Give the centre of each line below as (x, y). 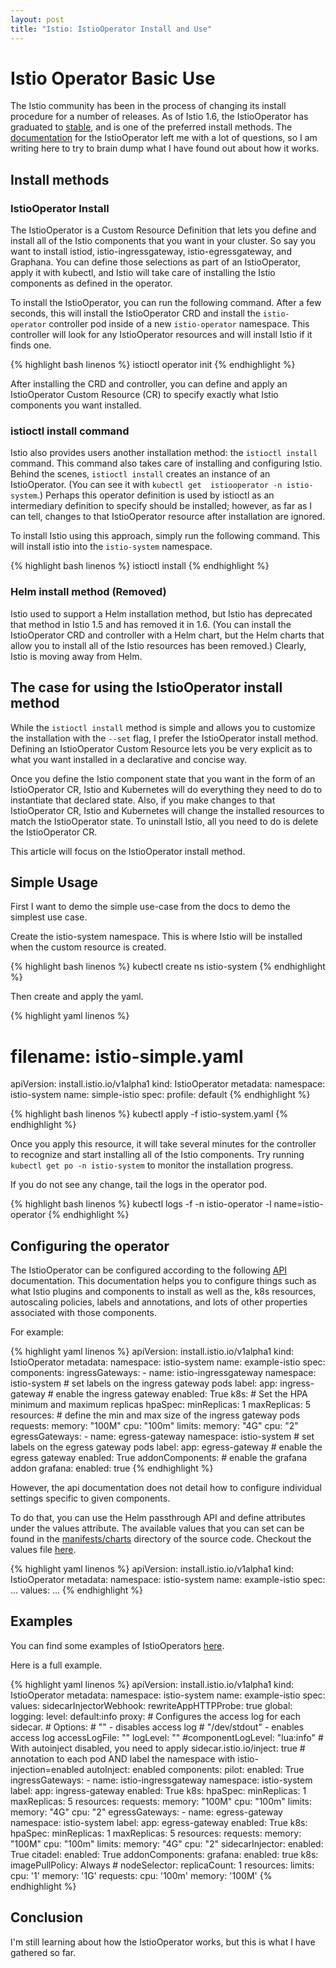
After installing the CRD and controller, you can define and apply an (149, 384)
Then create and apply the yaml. (77, 997)
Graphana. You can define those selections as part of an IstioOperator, (155, 262)
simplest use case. (49, 917)
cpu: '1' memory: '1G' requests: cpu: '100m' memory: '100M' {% (141, 1875)
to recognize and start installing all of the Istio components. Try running (157, 1155)
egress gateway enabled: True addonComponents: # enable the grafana (159, 1458)
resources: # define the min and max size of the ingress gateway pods (155, 1415)
